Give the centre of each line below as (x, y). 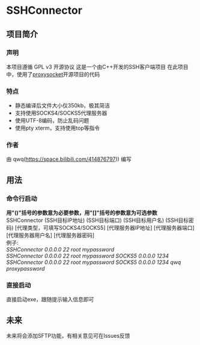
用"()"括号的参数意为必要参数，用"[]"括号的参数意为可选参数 (82, 213)
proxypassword (26, 269)
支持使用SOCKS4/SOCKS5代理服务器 (61, 113)
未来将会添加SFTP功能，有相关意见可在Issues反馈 (68, 336)
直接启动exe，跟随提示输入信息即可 (50, 299)
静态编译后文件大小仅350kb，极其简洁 (62, 106)
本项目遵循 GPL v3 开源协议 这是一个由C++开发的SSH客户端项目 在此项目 (97, 67)
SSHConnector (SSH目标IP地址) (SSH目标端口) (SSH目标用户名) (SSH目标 (98, 220)
